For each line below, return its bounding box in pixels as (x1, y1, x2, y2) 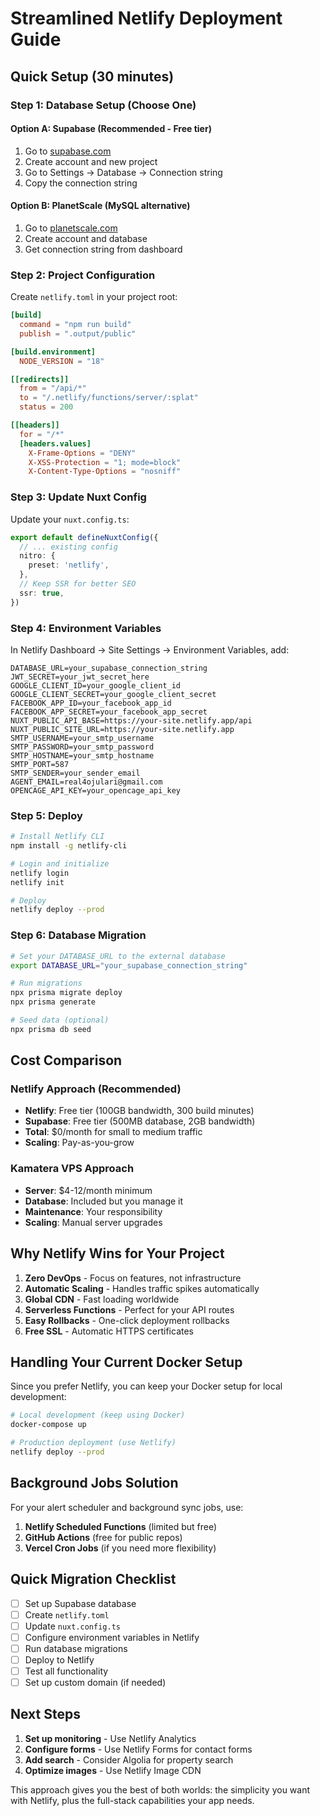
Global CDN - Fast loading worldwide (24, 1293, 180, 1305)
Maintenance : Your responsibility (24, 1205, 163, 1217)
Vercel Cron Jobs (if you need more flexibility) (24, 1542, 217, 1554)
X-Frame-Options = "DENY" (28, 448, 137, 458)
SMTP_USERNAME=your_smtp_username (10, 733, 155, 743)
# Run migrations (10, 978, 83, 989)
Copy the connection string (24, 177, 138, 189)
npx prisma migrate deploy (10, 988, 123, 998)
